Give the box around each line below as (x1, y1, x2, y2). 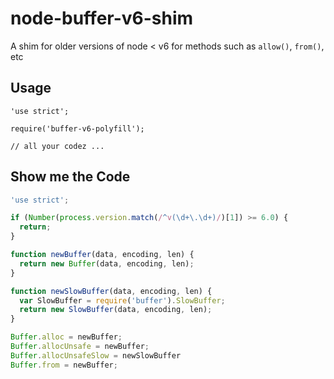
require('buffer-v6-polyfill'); (10, 123, 145, 134)
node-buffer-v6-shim (10, 7, 194, 30)
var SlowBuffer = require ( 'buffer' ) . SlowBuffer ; (19, 295, 226, 306)
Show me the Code (10, 168, 131, 186)
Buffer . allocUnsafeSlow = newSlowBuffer (10, 350, 182, 361)
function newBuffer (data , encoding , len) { (10, 250, 195, 260)
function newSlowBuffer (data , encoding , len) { (10, 286, 213, 296)
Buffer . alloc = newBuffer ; (10, 332, 123, 342)
